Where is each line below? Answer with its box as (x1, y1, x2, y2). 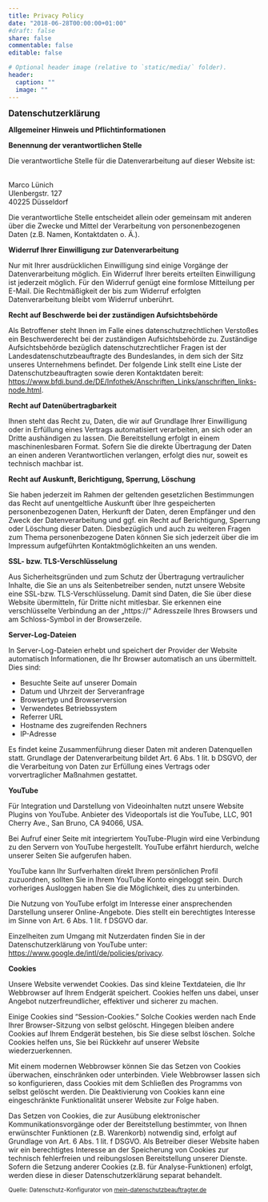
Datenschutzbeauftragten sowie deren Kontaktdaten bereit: (8, 368, 204, 377)
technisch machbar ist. (8, 458, 84, 468)
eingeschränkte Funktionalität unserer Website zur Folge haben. (8, 1095, 219, 1105)
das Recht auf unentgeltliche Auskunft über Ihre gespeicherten (8, 498, 216, 508)
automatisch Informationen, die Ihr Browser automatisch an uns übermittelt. (8, 653, 258, 663)
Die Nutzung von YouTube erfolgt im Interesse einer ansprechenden (8, 898, 233, 908)
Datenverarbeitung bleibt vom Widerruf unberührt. (8, 294, 174, 304)
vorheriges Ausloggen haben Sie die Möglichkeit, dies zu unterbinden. (8, 882, 240, 893)
